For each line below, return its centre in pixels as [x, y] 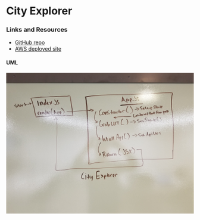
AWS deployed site [38, 49]
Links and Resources [37, 30]
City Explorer [39, 11]
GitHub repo [30, 42]
